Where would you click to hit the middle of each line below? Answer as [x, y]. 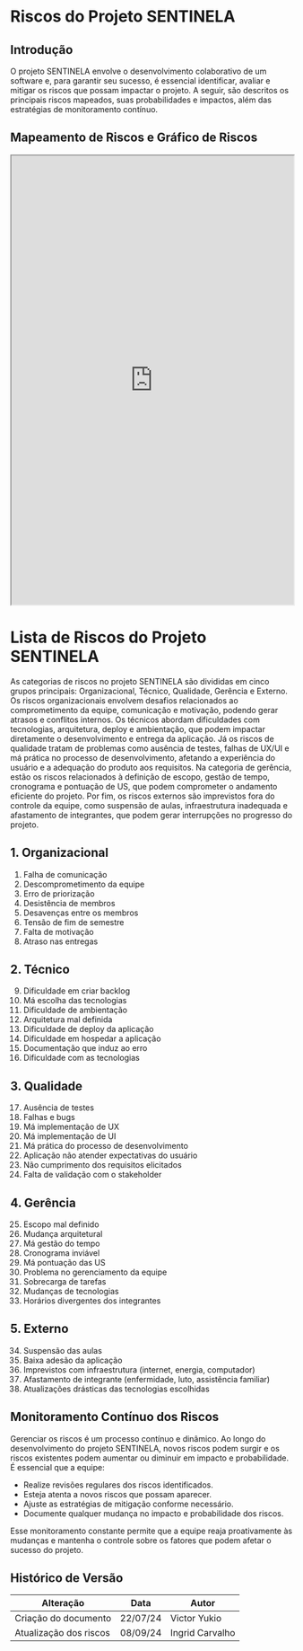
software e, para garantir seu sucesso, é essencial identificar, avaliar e [140, 81]
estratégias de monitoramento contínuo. [84, 109]
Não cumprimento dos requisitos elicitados [102, 1165]
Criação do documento [63, 1619]
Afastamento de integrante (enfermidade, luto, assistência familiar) [147, 1379]
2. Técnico [40, 969]
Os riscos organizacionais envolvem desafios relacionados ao [124, 700]
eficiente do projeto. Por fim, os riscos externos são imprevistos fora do [143, 796]
